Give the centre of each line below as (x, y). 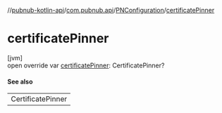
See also (20, 81)
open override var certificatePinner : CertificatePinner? (86, 65)
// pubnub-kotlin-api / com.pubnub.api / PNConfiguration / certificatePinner (111, 10)
